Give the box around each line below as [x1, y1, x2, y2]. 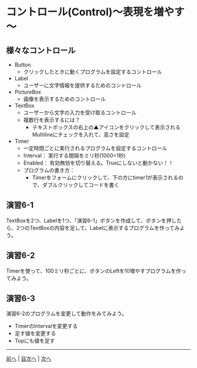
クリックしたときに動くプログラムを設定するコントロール [23, 68, 162, 75]
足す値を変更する [14, 330, 56, 337]
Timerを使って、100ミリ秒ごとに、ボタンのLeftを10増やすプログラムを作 [6, 267, 182, 274]
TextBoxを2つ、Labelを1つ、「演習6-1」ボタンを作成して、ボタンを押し [6, 217, 177, 224]
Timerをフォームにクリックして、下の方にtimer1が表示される [32, 174, 179, 181]
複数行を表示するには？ [23, 116, 80, 123]
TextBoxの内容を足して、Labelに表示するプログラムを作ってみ [29, 224, 180, 231]
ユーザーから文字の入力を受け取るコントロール [23, 109, 137, 116]
